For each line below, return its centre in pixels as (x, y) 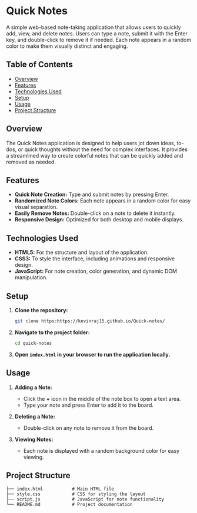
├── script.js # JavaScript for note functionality (85, 499)
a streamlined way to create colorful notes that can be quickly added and (95, 155)
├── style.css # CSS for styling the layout (76, 494)
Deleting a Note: (35, 416)
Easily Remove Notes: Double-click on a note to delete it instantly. (95, 213)
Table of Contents (40, 65)
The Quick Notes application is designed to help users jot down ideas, (91, 143)
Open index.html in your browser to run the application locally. (92, 354)
